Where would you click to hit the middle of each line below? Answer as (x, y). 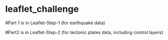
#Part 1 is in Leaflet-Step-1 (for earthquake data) (55, 23)
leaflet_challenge (42, 9)
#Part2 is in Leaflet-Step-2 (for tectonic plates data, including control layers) (84, 32)
